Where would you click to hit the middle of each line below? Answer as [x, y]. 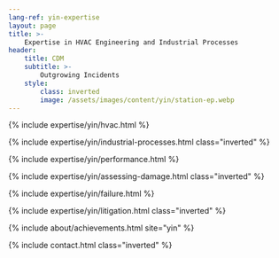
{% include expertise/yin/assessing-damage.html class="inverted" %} [136, 176]
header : [23, 51]
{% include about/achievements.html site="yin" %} [101, 228]
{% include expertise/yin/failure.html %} [81, 194]
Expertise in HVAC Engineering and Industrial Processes [132, 42]
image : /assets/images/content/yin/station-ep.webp [138, 100]
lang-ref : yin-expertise [54, 17]
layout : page [32, 26]
